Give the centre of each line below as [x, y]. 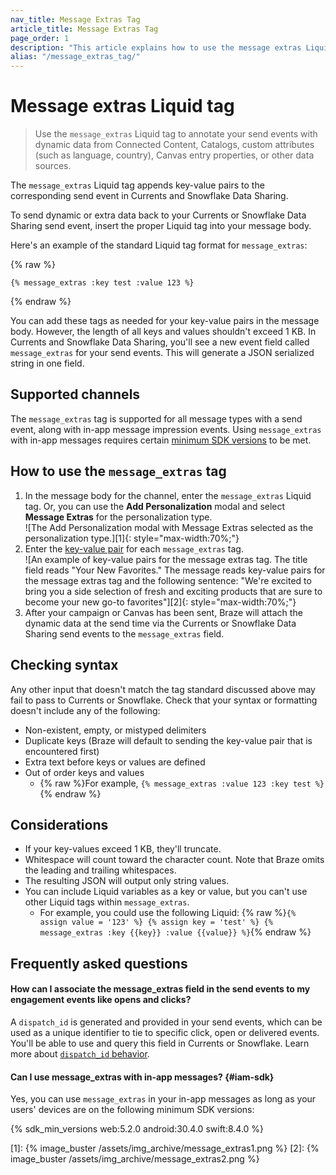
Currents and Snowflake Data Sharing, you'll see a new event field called [160, 342]
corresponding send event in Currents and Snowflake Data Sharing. [149, 196]
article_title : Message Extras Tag [84, 29]
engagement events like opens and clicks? [101, 1000]
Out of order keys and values [84, 772]
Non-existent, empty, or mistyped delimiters [115, 730]
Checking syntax [64, 665]
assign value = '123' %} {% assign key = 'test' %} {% [156, 922]
